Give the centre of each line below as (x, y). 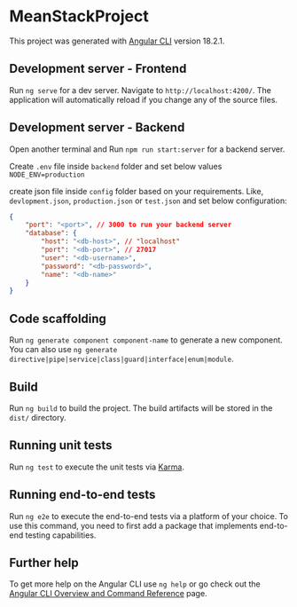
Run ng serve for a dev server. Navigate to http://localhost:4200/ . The (141, 90)
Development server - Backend (97, 127)
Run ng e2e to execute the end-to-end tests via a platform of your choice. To (149, 516)
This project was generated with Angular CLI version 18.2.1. (117, 41)
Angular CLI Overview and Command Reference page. (108, 594)
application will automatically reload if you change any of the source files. (143, 99)
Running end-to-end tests (82, 495)
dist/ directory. (38, 417)
